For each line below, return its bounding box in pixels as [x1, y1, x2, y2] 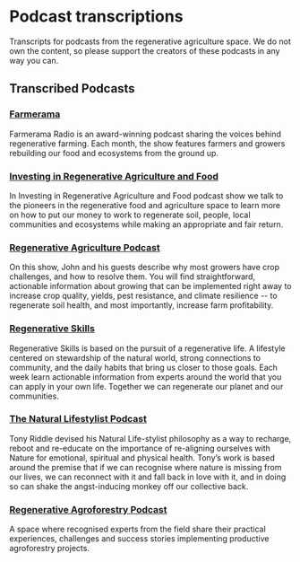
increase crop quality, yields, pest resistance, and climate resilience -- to [9, 290, 278, 302]
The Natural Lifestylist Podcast [9, 413, 148, 426]
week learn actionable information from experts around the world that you [9, 371, 282, 382]
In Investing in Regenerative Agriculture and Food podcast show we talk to [9, 190, 284, 201]
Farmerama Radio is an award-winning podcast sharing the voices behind [9, 128, 282, 139]
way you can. [9, 55, 59, 66]
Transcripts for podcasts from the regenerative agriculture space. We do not [9, 36, 291, 47]
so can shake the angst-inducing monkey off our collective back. [9, 480, 249, 491]
